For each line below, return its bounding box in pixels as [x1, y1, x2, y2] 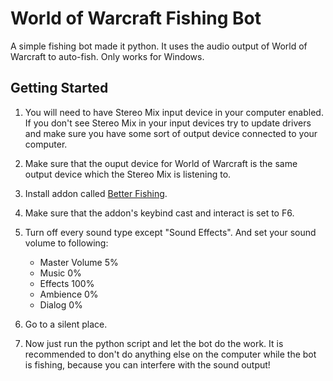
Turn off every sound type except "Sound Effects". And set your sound [24, 226, 317, 238]
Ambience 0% [39, 288, 99, 300]
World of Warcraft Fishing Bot [10, 7, 262, 30]
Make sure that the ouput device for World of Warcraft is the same [24, 157, 298, 169]
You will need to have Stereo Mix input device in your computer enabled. [24, 106, 324, 118]
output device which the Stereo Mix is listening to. [24, 168, 232, 180]
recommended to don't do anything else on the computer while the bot [24, 348, 317, 360]
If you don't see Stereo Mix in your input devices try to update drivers [24, 117, 312, 129]
